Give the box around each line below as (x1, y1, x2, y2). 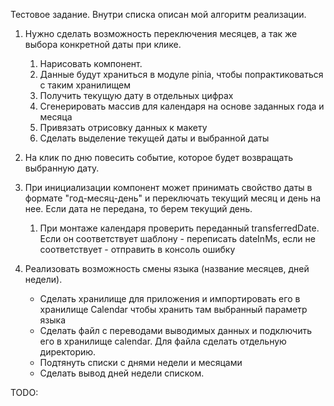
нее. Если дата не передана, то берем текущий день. (24, 203, 253, 214)
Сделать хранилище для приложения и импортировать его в (39, 293, 301, 304)
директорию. (39, 346, 97, 358)
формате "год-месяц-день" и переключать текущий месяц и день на (24, 192, 322, 204)
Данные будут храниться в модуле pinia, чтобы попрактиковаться (39, 69, 324, 80)
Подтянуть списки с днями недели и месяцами (39, 357, 243, 368)
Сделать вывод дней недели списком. (39, 367, 205, 379)
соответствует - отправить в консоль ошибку (39, 244, 236, 255)
